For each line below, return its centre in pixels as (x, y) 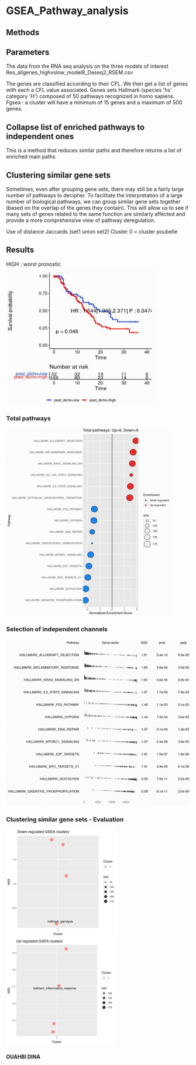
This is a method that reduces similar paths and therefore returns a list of (94, 150)
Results (20, 250)
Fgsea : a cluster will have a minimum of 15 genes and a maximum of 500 (94, 102)
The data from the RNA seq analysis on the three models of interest (87, 66)
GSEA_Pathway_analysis (67, 11)
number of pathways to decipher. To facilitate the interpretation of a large (94, 196)
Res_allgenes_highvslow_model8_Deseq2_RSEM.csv (70, 73)
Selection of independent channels (57, 629)
